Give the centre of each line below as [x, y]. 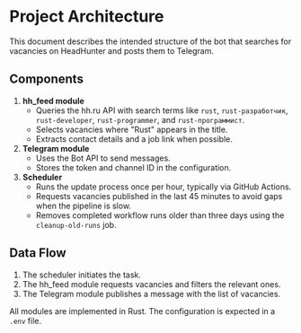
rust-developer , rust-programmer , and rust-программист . [140, 119]
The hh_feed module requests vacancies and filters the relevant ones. [151, 284]
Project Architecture [87, 17]
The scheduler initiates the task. [82, 275]
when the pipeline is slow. [84, 206]
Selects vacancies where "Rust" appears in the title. [132, 129]
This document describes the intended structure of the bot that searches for [150, 41]
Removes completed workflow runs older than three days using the [160, 215]
